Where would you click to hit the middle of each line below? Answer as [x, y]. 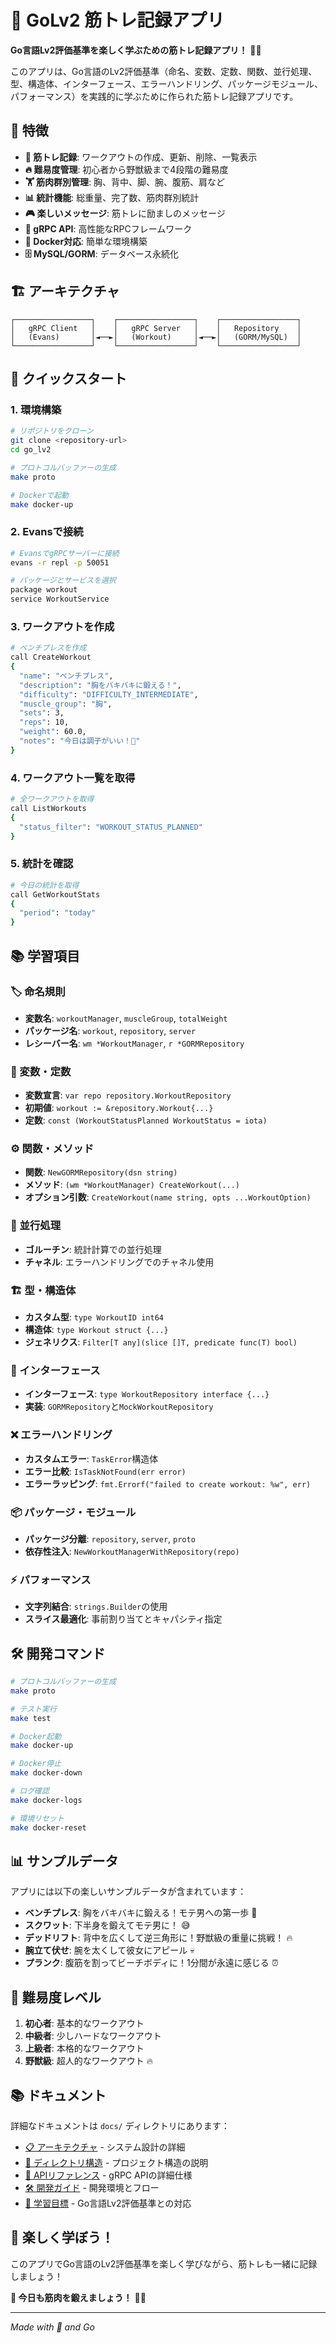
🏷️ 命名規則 [38, 991]
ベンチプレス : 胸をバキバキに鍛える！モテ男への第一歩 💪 [141, 1913]
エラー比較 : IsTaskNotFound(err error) [105, 1471]
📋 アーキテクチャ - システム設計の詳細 [105, 2147]
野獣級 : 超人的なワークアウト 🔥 [88, 2061]
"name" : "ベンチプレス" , [66, 676]
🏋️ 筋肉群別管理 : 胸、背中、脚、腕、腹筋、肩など [125, 182]
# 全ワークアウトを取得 [52, 799]
